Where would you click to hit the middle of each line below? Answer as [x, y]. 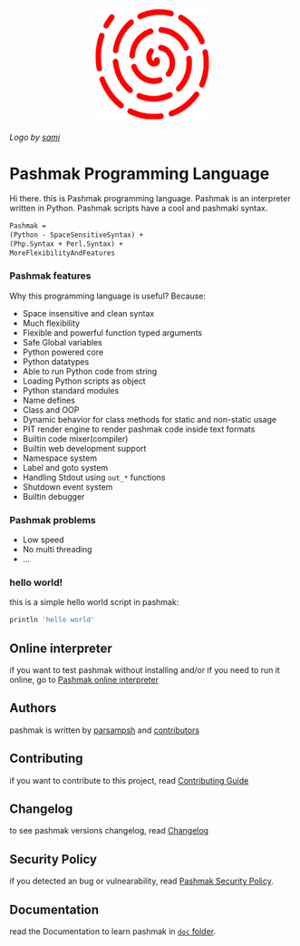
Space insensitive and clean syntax [88, 313]
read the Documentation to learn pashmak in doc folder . [112, 931]
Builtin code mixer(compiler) [75, 438]
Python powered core [63, 352]
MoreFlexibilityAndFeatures [63, 253]
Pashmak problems [53, 520]
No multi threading [57, 550]
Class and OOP [51, 410]
